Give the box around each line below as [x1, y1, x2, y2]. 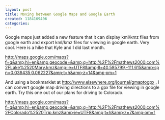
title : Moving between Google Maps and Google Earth [5, 12, 115, 17]
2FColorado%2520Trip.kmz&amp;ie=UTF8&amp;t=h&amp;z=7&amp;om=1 [5, 110, 156, 116]
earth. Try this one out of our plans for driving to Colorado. [5, 90, 124, 96]
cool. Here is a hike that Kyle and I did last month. [5, 45, 105, 50]
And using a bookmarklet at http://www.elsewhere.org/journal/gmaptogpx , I [5, 79, 160, 85]
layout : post [5, 7, 32, 12]
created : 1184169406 [5, 16, 48, 21]
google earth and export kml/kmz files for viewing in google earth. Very [5, 40, 150, 46]
